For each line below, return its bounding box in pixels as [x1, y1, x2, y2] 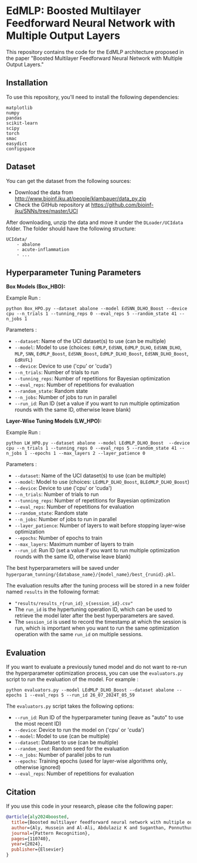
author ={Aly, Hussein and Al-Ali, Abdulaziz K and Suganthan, [11, 825, 167, 831]
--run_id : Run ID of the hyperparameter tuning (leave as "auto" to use [14, 714, 184, 721]
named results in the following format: [6, 588, 100, 596]
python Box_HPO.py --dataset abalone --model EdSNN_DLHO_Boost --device [6, 306, 188, 312]
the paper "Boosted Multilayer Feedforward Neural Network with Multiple [6, 55, 183, 62]
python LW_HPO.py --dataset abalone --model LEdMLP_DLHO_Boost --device [6, 440, 191, 446]
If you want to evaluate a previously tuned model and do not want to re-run [6, 664, 188, 671]
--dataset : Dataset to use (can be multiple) [14, 739, 119, 746]
